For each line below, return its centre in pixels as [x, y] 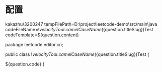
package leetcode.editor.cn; [34, 44]
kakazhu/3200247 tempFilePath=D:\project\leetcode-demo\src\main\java [81, 24]
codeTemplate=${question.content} [42, 35]
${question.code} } [25, 64]
